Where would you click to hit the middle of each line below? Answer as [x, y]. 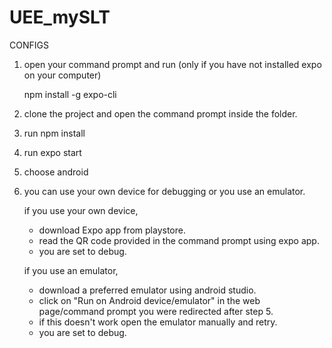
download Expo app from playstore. [112, 230]
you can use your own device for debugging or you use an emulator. [164, 191]
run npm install [54, 133]
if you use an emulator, [71, 270]
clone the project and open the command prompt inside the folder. [160, 113]
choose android [56, 172]
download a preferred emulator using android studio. [147, 290]
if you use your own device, [81, 210]
